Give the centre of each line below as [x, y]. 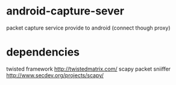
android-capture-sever [65, 11]
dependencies [43, 52]
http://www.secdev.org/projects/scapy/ [55, 75]
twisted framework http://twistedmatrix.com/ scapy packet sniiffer [88, 69]
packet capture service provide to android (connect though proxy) [88, 28]
